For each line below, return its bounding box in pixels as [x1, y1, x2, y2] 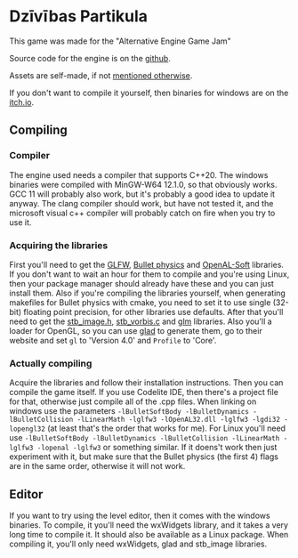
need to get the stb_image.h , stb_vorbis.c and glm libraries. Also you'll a [9, 316, 273, 327]
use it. [9, 216, 32, 228]
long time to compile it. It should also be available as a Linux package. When [9, 530, 289, 540]
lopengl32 [9, 425, 46, 433]
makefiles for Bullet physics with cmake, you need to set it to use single [9, 296, 271, 308]
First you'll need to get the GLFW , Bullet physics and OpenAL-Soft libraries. [9, 259, 285, 270]
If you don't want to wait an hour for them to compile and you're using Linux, [9, 269, 290, 279]
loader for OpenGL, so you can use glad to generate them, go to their [9, 325, 262, 336]
